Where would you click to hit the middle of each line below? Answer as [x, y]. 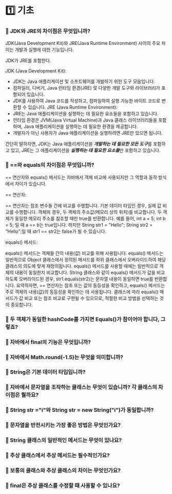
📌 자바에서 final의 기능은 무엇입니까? [48, 342]
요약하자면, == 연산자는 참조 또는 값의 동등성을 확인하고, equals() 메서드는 [91, 285]
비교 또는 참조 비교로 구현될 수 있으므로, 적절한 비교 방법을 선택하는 [91, 298]
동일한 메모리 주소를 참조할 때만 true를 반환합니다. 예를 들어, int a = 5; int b [90, 218]
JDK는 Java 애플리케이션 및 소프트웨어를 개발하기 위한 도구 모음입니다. [84, 82]
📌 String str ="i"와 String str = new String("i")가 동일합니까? [80, 410]
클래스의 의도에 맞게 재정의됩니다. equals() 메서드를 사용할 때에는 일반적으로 [82, 266]
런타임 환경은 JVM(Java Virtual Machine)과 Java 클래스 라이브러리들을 [85, 120]
